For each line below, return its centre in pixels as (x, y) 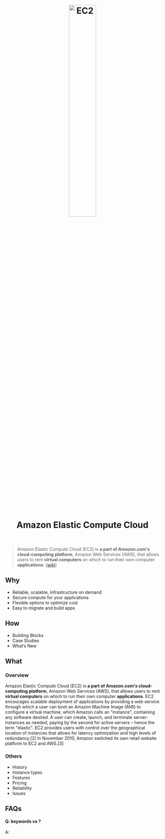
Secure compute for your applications (51, 597)
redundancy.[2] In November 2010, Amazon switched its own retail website (81, 738)
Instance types (27, 772)
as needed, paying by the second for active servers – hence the (90, 723)
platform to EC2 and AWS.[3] (34, 743)
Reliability (22, 788)
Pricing (19, 783)
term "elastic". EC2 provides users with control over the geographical (75, 728)
